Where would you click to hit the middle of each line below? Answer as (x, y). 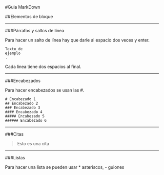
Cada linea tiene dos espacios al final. (43, 66)
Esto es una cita (33, 143)
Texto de (14, 49)
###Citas (14, 134)
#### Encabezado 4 (24, 112)
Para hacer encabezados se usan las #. (45, 90)
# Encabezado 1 (20, 99)
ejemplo (13, 53)
